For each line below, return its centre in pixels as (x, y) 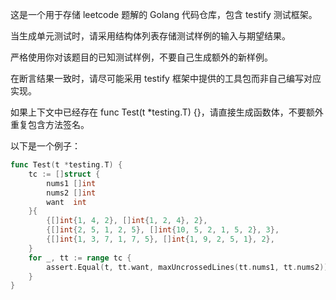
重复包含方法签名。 (50, 124)
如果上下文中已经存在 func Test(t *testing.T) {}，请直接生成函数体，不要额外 (167, 112)
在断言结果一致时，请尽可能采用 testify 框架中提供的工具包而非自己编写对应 (166, 78)
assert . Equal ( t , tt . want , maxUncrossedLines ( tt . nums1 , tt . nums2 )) (187, 267)
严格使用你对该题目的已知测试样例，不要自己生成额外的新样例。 (141, 57)
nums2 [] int (71, 193)
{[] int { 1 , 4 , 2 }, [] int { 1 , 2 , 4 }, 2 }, (127, 221)
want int (66, 202)
